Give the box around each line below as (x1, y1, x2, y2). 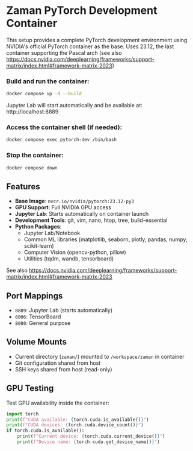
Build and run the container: (6, 77, 90, 85)
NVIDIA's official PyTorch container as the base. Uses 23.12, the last (6, 43, 174, 50)
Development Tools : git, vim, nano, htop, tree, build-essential (14, 216, 168, 224)
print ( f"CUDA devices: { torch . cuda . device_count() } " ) (6, 422, 144, 428)
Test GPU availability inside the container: (6, 399, 109, 406)
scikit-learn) (23, 242, 54, 250)
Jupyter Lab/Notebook (23, 230, 81, 237)
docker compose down (6, 165, 58, 171)
